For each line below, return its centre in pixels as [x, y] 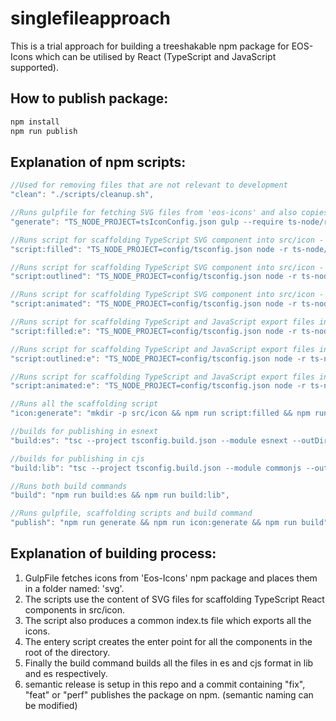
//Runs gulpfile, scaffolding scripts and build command [131, 513]
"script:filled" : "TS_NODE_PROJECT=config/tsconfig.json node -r [149, 249]
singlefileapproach [91, 18]
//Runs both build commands [69, 486]
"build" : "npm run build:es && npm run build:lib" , [120, 495]
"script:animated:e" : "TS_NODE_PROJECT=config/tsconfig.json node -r [158, 386]
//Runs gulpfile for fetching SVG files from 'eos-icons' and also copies [169, 213]
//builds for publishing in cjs [77, 458]
